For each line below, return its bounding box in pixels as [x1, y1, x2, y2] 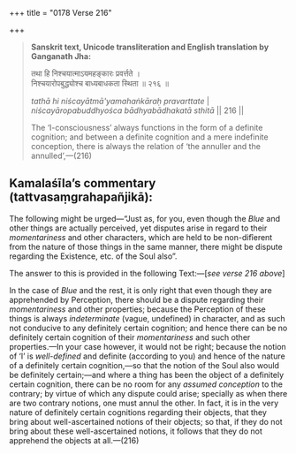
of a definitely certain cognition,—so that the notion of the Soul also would [9, 359, 280, 370]
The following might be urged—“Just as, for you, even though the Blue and [9, 213, 281, 223]
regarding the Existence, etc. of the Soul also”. [9, 251, 178, 261]
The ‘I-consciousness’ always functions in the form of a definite [30, 123, 263, 132]
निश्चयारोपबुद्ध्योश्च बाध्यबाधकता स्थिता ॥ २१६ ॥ [30, 79, 170, 88]
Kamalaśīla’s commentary [9, 176, 156, 191]
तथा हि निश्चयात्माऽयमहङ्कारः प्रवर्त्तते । [30, 68, 141, 79]
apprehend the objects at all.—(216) [9, 435, 140, 445]
